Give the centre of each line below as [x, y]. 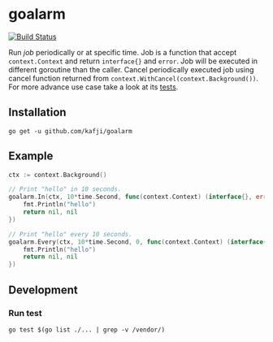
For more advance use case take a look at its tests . [93, 87]
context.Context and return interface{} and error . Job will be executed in [133, 61]
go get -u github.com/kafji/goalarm [70, 131]
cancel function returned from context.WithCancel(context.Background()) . [133, 78]
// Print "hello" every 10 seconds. [70, 234]
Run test [25, 313]
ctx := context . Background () [58, 175]
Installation [37, 113]
